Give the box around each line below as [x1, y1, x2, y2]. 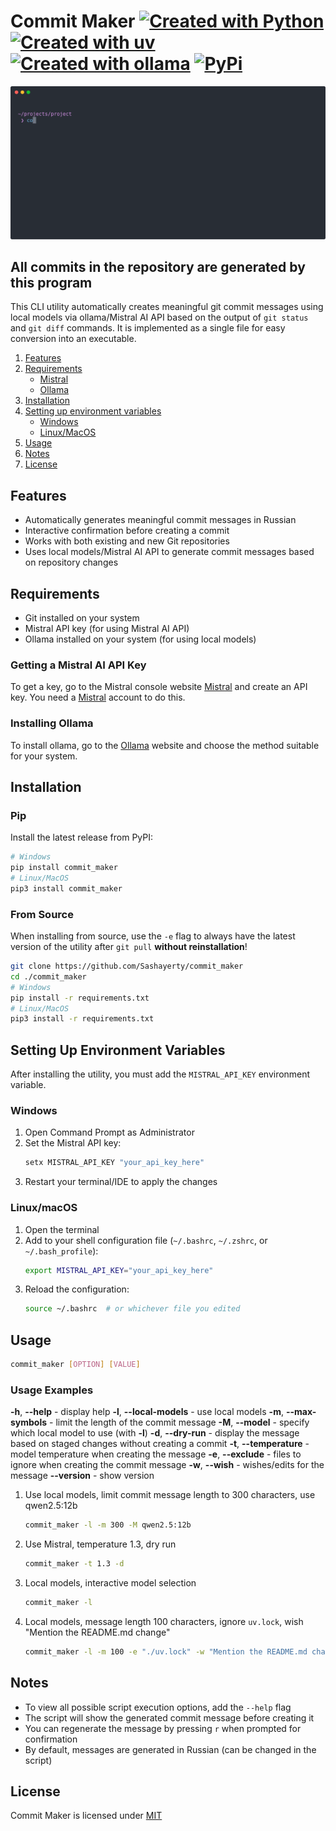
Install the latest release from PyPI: [10, 831, 154, 844]
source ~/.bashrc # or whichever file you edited [24, 1304, 241, 1314]
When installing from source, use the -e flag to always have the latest [10, 930, 296, 942]
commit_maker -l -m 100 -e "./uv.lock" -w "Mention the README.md [24, 1646, 308, 1657]
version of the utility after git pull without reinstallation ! [10, 941, 248, 953]
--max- [285, 1406, 317, 1418]
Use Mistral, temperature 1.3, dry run [24, 1538, 177, 1550]
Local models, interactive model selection [24, 1577, 197, 1589]
